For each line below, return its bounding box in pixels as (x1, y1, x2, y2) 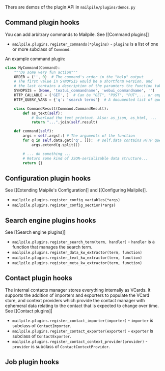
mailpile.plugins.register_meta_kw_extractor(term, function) (12, 261, 142, 266)
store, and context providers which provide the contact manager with (5, 297, 145, 303)
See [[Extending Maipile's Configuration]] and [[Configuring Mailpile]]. (5, 187, 147, 193)
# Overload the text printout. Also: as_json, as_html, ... (31, 115, 157, 120)
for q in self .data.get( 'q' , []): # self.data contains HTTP (23, 138, 153, 143)
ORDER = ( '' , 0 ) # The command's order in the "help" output (14, 74, 144, 79)
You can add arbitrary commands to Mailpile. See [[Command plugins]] (5, 31, 149, 37)
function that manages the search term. (12, 244, 92, 250)
